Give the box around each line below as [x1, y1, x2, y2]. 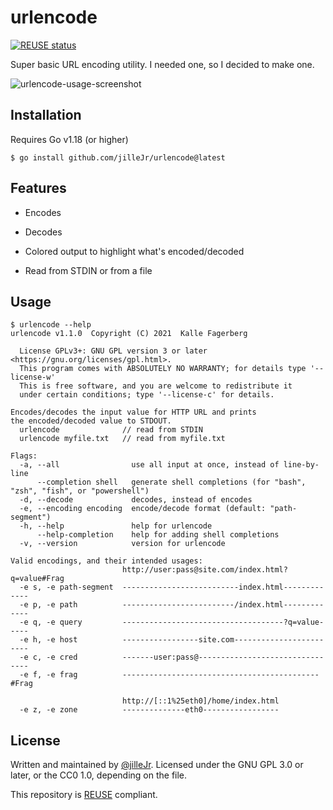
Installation [10, 107, 82, 124]
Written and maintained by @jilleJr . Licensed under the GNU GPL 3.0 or [10, 759, 304, 771]
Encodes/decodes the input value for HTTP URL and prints [10, 407, 257, 418]
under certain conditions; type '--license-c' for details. [19, 390, 275, 400]
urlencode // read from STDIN [19, 425, 203, 435]
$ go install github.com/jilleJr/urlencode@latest [10, 152, 226, 163]
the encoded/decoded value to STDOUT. [10, 416, 172, 426]
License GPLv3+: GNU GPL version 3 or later [19, 346, 208, 356]
